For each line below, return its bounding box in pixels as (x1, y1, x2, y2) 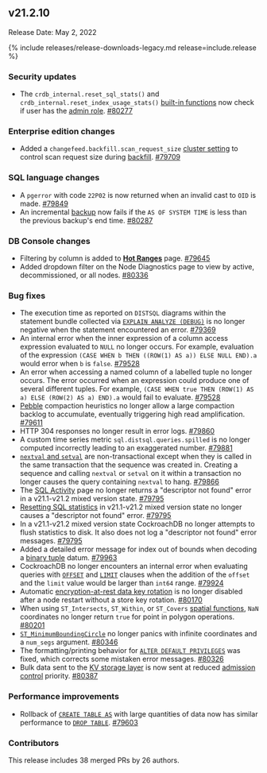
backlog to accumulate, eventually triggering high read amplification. (19, 409, 246, 419)
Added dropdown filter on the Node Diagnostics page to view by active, (19, 262, 254, 271)
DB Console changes (8, 235, 91, 246)
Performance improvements (8, 691, 119, 702)
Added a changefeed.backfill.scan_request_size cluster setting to (19, 144, 238, 153)
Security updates (8, 71, 77, 82)
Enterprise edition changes (8, 126, 115, 137)
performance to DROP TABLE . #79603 (19, 717, 139, 727)
